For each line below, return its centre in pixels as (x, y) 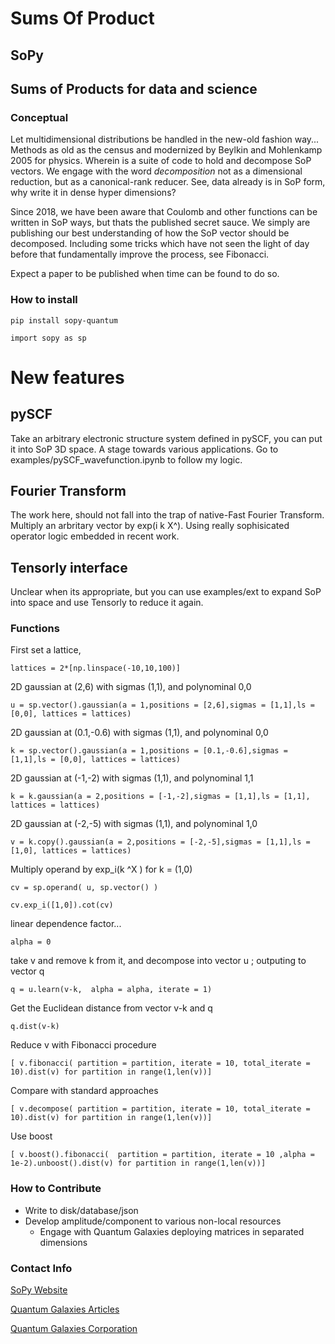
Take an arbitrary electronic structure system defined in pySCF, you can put (166, 438)
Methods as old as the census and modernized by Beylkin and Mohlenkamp (166, 150)
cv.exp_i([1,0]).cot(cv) (62, 905)
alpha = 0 (31, 942)
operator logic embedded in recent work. (95, 536)
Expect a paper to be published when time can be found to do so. (145, 274)
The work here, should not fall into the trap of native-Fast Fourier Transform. (167, 515)
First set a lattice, (46, 650)
